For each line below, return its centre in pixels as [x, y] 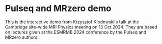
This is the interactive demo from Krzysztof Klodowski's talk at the [72, 22]
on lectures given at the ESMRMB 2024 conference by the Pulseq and [76, 32]
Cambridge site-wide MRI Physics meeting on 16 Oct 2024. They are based [81, 27]
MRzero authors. [22, 37]
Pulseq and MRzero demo [58, 8]
